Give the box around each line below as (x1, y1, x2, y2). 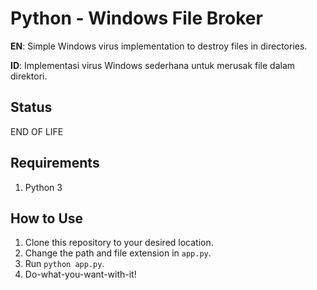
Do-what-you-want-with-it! (24, 268, 137, 281)
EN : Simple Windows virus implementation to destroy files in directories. (10, 40, 308, 52)
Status (10, 99, 53, 116)
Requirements (10, 155, 100, 172)
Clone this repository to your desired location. (24, 237, 214, 249)
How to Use (10, 210, 84, 227)
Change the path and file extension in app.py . (24, 247, 212, 259)
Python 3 (24, 181, 63, 193)
